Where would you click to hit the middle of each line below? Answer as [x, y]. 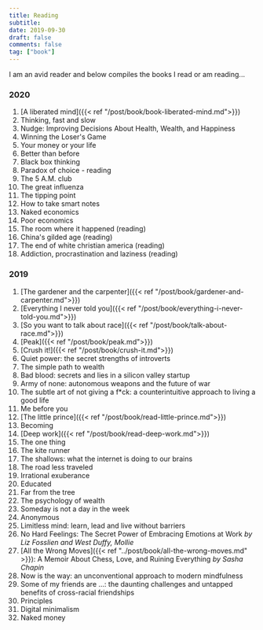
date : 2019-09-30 [37, 30]
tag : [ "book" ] [32, 52]
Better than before [50, 153]
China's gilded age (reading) [66, 238]
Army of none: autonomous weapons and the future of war [115, 383]
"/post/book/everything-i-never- [190, 308]
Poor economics [47, 220]
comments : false [35, 45]
